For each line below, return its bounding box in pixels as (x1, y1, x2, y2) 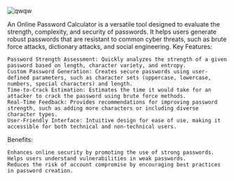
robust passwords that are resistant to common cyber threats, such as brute (7, 35, 227, 43)
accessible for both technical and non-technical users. (7, 123, 177, 130)
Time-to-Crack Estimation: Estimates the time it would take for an (7, 87, 212, 94)
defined (7, 74, 30, 81)
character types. (7, 111, 58, 118)
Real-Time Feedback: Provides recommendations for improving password (7, 99, 218, 106)
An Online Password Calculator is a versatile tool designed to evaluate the (7, 20, 221, 28)
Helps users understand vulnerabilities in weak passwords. (7, 155, 187, 162)
